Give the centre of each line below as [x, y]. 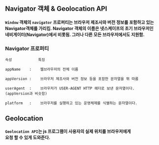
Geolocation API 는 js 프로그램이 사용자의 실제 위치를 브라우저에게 [68, 131]
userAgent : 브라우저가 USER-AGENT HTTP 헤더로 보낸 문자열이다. [70, 88]
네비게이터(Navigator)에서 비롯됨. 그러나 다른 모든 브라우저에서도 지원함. [75, 34]
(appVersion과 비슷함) [26, 94]
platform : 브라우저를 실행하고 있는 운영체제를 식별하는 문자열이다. [71, 103]
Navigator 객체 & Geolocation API [56, 9]
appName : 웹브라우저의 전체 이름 [42, 70]
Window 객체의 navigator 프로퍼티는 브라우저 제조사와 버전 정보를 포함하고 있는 [79, 22]
